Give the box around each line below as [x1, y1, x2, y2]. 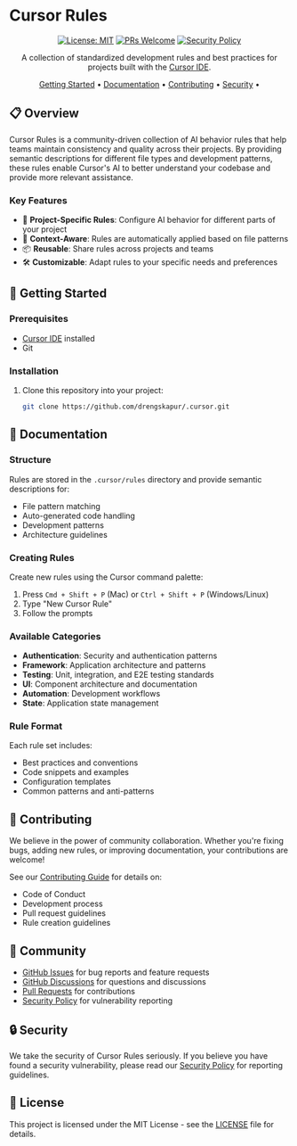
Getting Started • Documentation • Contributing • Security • [38, 78, 261, 89]
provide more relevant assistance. [9, 171, 133, 183]
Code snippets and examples [21, 767, 129, 778]
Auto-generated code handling [21, 510, 136, 521]
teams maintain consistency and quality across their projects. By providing [9, 144, 282, 154]
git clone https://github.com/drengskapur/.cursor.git [21, 402, 230, 411]
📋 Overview [9, 106, 80, 121]
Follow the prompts [21, 607, 93, 618]
